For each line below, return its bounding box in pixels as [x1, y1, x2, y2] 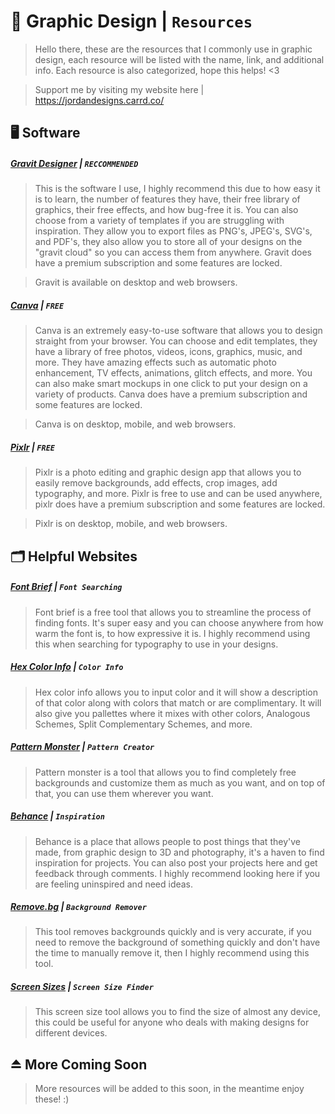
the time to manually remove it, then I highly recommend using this [34, 947, 310, 959]
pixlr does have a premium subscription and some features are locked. [34, 498, 326, 510]
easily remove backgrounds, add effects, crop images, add [34, 477, 278, 489]
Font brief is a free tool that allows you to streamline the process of [34, 606, 312, 618]
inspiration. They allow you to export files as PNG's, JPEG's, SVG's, [34, 225, 313, 237]
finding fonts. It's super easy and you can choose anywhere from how [34, 616, 324, 629]
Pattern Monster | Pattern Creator [10, 741, 155, 753]
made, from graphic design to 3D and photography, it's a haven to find [34, 846, 325, 858]
